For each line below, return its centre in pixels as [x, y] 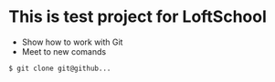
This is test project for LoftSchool [137, 17]
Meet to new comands [64, 51]
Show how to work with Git [72, 42]
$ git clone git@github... [60, 68]
